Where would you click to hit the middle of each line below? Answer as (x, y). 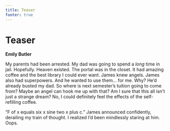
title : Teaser (20, 10)
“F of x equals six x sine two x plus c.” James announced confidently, (79, 112)
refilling (13, 102)
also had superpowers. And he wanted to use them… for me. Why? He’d (81, 80)
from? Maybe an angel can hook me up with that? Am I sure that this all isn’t (85, 91)
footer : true (19, 15)
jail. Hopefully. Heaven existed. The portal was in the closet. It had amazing (84, 70)
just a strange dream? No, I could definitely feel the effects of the (74, 97)
